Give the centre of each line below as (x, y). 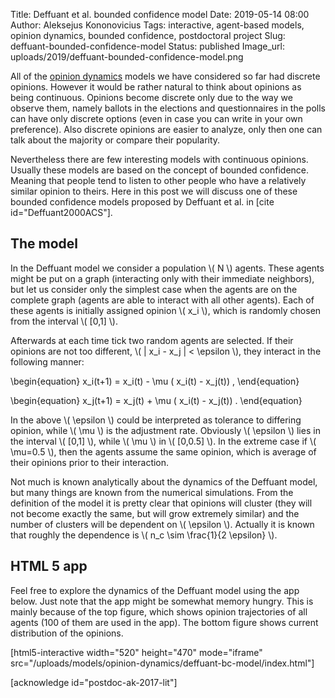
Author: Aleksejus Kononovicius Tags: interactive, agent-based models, (157, 25)
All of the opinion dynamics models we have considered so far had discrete (165, 76)
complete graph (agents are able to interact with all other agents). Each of (162, 300)
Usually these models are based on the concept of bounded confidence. (160, 170)
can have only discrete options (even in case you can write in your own (156, 118)
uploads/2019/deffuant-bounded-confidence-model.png (127, 57)
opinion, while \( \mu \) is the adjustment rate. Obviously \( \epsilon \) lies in (165, 430)
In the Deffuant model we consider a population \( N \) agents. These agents (167, 268)
